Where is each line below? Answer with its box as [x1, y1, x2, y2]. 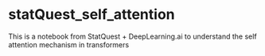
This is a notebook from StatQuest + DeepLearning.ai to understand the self [8, 32, 257, 41]
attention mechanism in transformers [8, 39, 130, 49]
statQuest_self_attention [8, 6, 175, 24]
